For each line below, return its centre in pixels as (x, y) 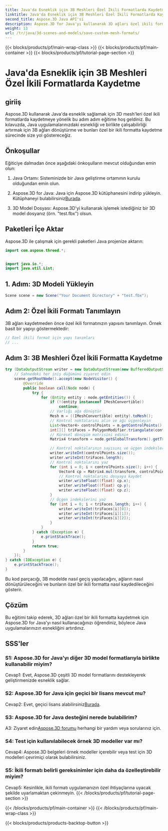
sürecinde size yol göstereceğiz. (39, 135)
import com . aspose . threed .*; (35, 250)
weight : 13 (16, 29)
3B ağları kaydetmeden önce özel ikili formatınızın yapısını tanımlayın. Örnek (83, 323)
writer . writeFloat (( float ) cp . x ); (95, 481)
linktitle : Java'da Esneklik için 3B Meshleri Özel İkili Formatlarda (80, 15)
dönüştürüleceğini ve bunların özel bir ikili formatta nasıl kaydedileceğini (79, 584)
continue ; (69, 407)
